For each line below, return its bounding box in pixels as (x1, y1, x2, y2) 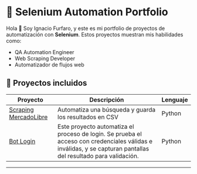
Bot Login (9, 137, 36, 145)
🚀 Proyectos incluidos (6, 78, 87, 88)
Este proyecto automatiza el (57, 122, 134, 130)
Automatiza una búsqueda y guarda (57, 105, 156, 113)
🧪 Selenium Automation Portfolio (6, 5, 168, 19)
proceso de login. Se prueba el (57, 129, 142, 138)
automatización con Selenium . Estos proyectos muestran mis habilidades (6, 31, 184, 38)
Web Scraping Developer (14, 55, 75, 62)
